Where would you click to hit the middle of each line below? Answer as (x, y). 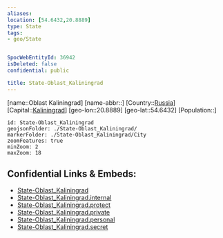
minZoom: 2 (23, 147)
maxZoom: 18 (24, 152)
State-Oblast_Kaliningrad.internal (64, 198)
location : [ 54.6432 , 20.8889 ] (49, 20)
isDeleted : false (32, 64)
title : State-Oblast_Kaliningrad (55, 83)
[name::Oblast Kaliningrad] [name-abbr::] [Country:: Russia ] (91, 102)
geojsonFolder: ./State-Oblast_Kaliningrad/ (72, 128)
